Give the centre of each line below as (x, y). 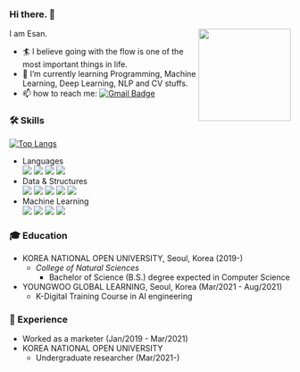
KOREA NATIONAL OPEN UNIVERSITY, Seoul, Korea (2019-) (133, 258)
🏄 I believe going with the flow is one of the (103, 52)
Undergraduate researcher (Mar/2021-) (108, 358)
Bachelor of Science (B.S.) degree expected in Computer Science (169, 277)
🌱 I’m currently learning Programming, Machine (109, 74)
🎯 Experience (39, 319)
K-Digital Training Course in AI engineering (114, 296)
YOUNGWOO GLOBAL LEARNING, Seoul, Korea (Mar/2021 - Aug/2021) (152, 286)
